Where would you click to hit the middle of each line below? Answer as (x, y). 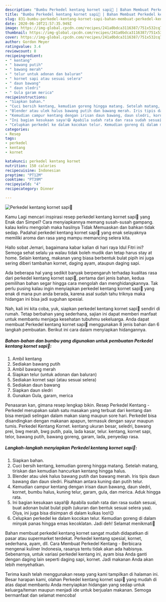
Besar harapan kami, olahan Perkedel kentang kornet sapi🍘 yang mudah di (81, 579)
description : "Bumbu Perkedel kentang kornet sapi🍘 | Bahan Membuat (77, 10)
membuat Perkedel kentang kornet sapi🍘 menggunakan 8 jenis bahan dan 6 (82, 324)
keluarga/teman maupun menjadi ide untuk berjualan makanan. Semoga (78, 590)
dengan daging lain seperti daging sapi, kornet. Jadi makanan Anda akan (79, 559)
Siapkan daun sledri (32, 390)
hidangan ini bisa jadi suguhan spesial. (44, 299)
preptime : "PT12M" (24, 175)
